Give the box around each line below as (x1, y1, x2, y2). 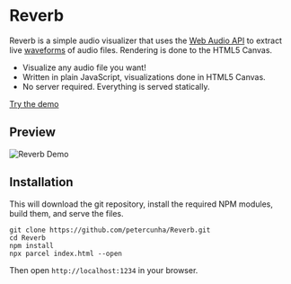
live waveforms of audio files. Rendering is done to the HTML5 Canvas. (9, 44, 272, 55)
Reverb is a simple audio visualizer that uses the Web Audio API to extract (9, 35, 283, 46)
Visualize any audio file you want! (22, 62, 146, 73)
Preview (9, 125, 57, 140)
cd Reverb (9, 233, 47, 243)
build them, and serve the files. (9, 208, 124, 218)
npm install (9, 241, 54, 250)
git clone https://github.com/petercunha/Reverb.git (9, 226, 211, 235)
